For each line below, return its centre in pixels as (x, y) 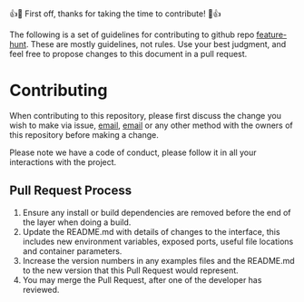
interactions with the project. (63, 161)
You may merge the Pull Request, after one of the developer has (142, 279)
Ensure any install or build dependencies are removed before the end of (157, 212)
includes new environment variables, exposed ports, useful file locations (158, 241)
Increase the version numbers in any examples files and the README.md (158, 260)
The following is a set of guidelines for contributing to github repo (132, 34)
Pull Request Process (71, 191)
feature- (272, 34)
